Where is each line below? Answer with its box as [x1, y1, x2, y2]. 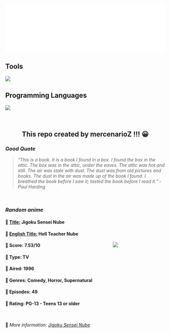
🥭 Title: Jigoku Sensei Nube [5, 219, 65, 225]
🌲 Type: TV [5, 254, 29, 260]
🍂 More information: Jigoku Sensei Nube [5, 322, 90, 328]
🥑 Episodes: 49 [5, 289, 38, 295]
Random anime [5, 206, 44, 213]
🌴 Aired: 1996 [5, 266, 35, 272]
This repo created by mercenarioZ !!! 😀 [22, 130, 149, 138]
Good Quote [5, 145, 36, 152]
